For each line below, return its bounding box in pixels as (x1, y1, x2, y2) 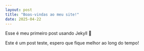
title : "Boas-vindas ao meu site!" (5, 12, 79, 17)
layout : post (5, 7, 32, 12)
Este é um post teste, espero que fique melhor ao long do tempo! (5, 40, 139, 46)
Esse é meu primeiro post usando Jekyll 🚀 (5, 30, 91, 36)
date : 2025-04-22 (5, 16, 41, 21)
